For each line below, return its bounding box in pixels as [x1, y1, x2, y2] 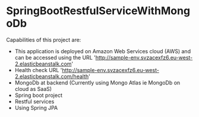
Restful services [14, 97, 55, 105]
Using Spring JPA [14, 104, 58, 111]
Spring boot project [14, 92, 62, 99]
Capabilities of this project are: [6, 36, 81, 43]
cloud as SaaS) [14, 85, 52, 92]
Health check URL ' [14, 66, 62, 73]
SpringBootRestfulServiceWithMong [6, 4, 191, 18]
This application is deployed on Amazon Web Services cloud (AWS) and [14, 47, 191, 54]
